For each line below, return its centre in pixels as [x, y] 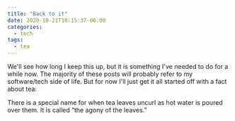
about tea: [22, 89]
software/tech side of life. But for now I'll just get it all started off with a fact [117, 81]
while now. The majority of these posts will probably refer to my [100, 74]
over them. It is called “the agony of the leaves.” [77, 110]
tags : [15, 40]
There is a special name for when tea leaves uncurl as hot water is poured [115, 102]
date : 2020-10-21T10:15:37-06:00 [57, 20]
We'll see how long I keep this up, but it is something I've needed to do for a [118, 66]
